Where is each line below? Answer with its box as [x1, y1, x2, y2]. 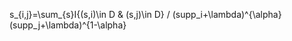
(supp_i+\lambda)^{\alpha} [172, 9, 282, 20]
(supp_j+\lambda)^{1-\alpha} [9, 19, 127, 31]
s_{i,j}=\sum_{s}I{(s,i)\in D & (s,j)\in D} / [9, 9, 171, 20]
